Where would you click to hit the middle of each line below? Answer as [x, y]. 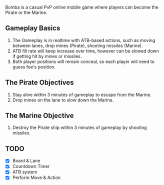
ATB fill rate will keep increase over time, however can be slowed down [85, 51]
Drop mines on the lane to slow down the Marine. [63, 100]
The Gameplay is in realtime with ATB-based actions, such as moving [84, 40]
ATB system [25, 172]
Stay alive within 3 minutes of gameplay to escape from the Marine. [82, 94]
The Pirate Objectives [39, 83]
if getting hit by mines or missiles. [47, 56]
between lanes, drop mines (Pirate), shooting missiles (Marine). [78, 45]
